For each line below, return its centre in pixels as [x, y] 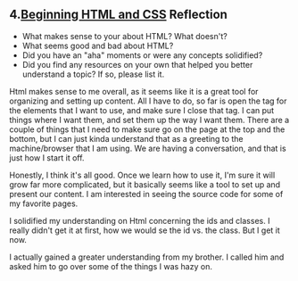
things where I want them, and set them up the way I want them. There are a [149, 120]
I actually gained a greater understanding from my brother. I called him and [147, 257]
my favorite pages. [44, 203]
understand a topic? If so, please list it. [93, 74]
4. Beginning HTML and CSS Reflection [118, 15]
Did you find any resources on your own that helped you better [137, 64]
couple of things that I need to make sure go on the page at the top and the [147, 129]
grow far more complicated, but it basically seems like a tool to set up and [145, 184]
